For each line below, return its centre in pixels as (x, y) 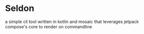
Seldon (20, 8)
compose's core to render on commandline (48, 26)
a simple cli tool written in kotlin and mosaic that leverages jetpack (72, 22)
